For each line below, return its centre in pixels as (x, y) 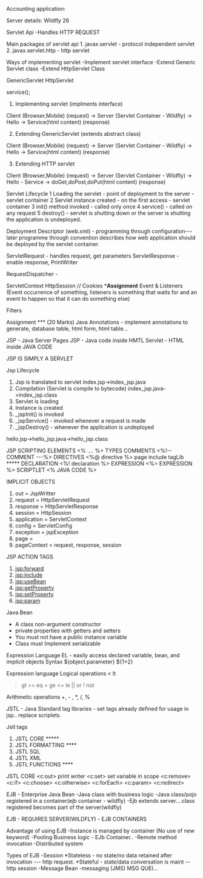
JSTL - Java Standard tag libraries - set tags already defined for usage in (98, 709)
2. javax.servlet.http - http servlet (48, 50)
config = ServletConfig (44, 526)
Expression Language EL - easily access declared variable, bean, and (93, 655)
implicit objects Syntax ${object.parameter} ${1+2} (70, 662)
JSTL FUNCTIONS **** (44, 764)
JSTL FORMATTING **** (46, 745)
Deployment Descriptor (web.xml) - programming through (78, 231)
